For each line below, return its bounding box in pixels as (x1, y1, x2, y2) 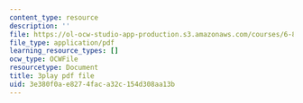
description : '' (9, 21, 70, 30)
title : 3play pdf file (9, 72, 95, 81)
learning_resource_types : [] (9, 47, 119, 56)
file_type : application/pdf (9, 38, 115, 47)
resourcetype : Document (9, 64, 99, 73)
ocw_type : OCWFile (9, 55, 78, 64)
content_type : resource (9, 13, 99, 22)
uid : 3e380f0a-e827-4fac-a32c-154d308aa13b (9, 80, 176, 89)
